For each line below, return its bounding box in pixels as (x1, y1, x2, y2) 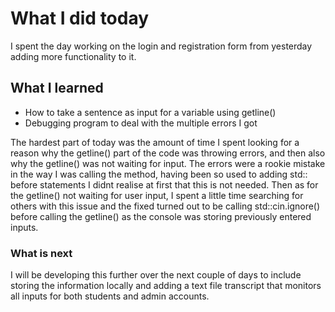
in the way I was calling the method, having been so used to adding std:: (10, 168, 308, 180)
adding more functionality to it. (10, 50, 137, 62)
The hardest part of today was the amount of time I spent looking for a (10, 136, 300, 148)
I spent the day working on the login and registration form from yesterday (10, 40, 313, 52)
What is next (10, 246, 73, 260)
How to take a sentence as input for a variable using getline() (24, 106, 277, 118)
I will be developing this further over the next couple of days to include (10, 269, 302, 281)
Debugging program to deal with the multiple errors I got (24, 117, 258, 129)
